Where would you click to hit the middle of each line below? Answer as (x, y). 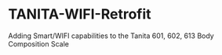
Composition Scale (38, 43)
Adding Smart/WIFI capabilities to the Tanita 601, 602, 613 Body (111, 36)
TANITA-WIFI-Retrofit (80, 14)
